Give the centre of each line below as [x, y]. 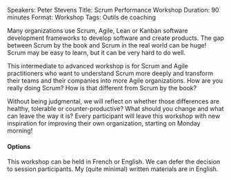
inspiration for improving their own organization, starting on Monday [104, 123]
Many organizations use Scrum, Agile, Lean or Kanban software [98, 31]
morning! [20, 131]
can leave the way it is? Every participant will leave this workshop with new [114, 116]
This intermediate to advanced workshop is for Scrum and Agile [98, 66]
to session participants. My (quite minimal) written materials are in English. [113, 169]
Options [19, 146]
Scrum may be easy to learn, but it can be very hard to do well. [97, 52]
